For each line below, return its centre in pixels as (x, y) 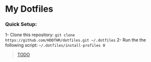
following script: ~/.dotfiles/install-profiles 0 (55, 45)
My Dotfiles (29, 9)
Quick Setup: (21, 24)
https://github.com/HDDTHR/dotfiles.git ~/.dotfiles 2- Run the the (76, 40)
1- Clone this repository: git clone (40, 35)
